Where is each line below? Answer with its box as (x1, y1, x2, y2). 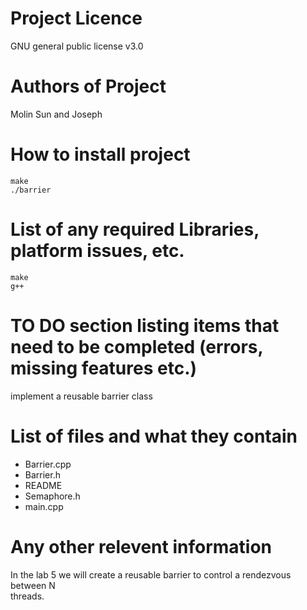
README (24, 479, 63, 491)
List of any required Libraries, (10, 218, 260, 241)
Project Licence (10, 7, 143, 30)
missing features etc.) (10, 357, 198, 379)
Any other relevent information (10, 535, 273, 558)
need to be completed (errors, (10, 335, 264, 358)
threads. (10, 590, 45, 602)
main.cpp (24, 500, 64, 512)
